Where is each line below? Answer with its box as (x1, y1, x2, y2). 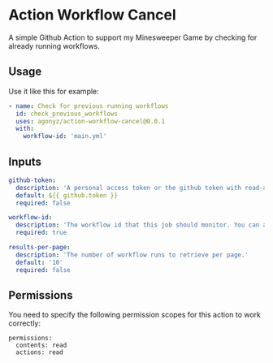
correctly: (8, 318, 41, 328)
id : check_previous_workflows (15, 110, 118, 118)
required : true (15, 229, 67, 237)
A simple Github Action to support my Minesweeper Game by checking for (8, 32, 258, 42)
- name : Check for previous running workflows (8, 102, 169, 110)
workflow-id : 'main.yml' (23, 132, 107, 140)
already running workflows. (8, 41, 100, 50)
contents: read (15, 341, 67, 350)
